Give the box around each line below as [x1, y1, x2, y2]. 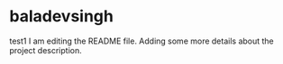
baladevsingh [9, 6, 114, 27]
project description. [9, 44, 83, 55]
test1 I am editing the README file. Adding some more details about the [9, 36, 275, 46]
